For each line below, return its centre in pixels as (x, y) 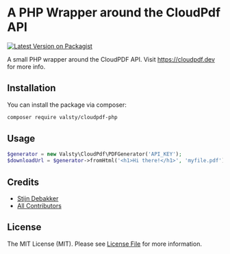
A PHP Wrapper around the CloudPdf (114, 13)
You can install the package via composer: (67, 105)
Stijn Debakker (38, 199)
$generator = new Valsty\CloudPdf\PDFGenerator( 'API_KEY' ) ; (95, 154)
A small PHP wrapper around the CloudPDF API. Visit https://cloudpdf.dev (111, 59)
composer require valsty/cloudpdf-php (62, 117)
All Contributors (39, 206)
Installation (31, 88)
